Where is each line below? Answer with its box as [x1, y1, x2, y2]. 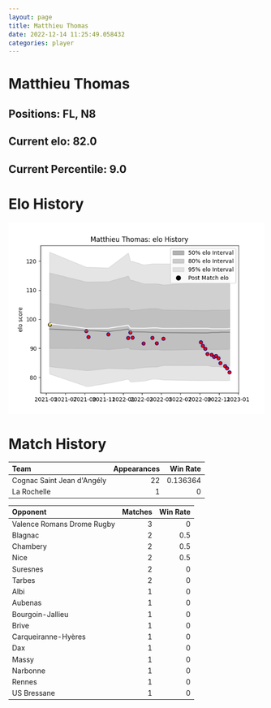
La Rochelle [11, 487, 51, 497]
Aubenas [11, 598, 42, 608]
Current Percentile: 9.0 [8, 162, 127, 176]
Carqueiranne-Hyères [11, 632, 87, 641]
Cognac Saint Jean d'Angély [11, 476, 107, 486]
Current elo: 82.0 [8, 135, 97, 149]
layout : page [8, 13, 53, 21]
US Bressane [11, 689, 55, 698]
